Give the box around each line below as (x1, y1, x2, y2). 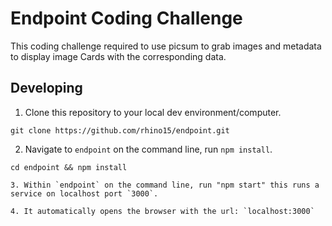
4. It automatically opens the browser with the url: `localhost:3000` (10, 206, 315, 216)
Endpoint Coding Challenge (10, 7, 243, 30)
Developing (10, 80, 83, 97)
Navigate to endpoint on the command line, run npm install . (24, 143, 273, 155)
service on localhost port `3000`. (10, 188, 159, 199)
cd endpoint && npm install (10, 162, 128, 172)
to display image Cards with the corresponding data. (10, 50, 227, 62)
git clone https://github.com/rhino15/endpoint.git (10, 125, 230, 136)
